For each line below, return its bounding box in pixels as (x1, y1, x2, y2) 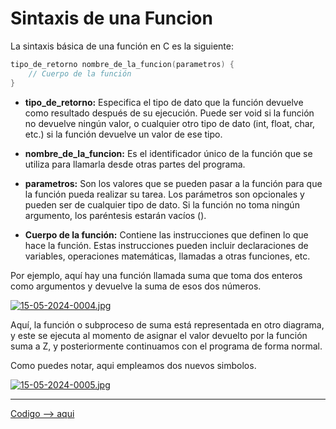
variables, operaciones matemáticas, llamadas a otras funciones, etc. (24, 250, 311, 262)
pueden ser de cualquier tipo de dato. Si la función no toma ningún (24, 198, 300, 211)
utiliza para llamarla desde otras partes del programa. (24, 158, 246, 170)
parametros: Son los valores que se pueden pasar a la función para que (24, 177, 323, 189)
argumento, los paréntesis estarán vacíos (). (24, 209, 207, 221)
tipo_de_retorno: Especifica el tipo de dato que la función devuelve (24, 96, 304, 108)
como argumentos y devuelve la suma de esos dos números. (10, 280, 262, 292)
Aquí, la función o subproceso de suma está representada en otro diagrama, (10, 318, 325, 331)
